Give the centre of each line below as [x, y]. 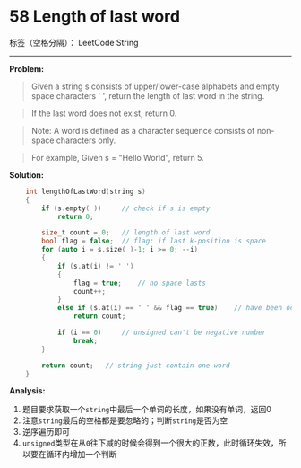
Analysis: [27, 391]
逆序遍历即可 [46, 432]
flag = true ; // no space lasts [139, 283]
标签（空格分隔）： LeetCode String [74, 42]
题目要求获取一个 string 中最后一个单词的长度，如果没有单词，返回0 [146, 410]
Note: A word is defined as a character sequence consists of [143, 130]
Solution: [27, 175]
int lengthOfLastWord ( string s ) [86, 191]
